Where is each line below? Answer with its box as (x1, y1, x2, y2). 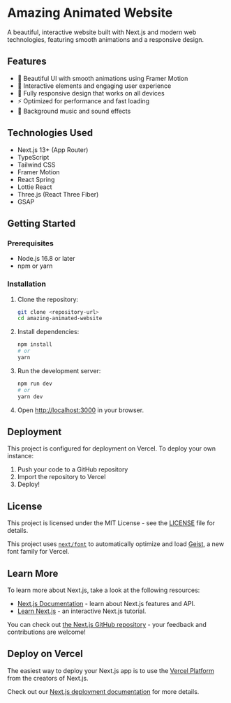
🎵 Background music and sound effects (17, 107, 131, 115)
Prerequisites (7, 239, 54, 248)
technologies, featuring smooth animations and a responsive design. (7, 35, 204, 43)
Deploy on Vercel (7, 648, 84, 660)
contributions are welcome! (7, 628, 86, 636)
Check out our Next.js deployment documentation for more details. (7, 687, 200, 695)
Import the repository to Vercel (17, 473, 106, 481)
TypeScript (17, 153, 50, 161)
